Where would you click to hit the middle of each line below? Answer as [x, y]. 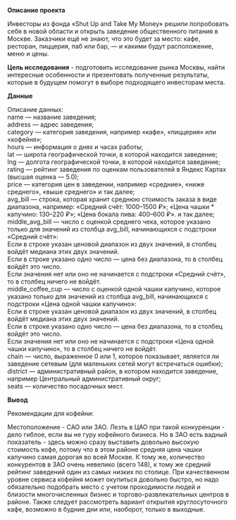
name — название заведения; [52, 117]
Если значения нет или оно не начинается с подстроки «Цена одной [111, 341]
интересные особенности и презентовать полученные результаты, [108, 75]
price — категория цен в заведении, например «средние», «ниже [106, 184]
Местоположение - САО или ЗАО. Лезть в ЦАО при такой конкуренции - [116, 427]
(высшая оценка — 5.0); [43, 177]
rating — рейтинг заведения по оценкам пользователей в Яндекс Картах [117, 169]
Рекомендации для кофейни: [50, 413]
